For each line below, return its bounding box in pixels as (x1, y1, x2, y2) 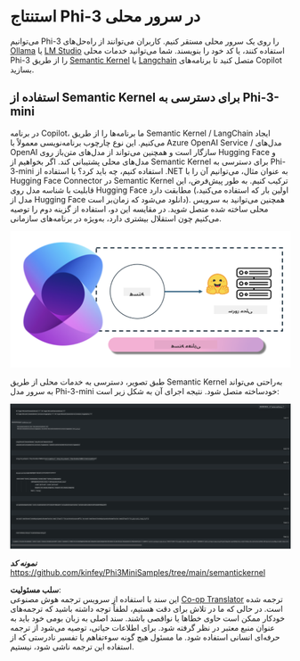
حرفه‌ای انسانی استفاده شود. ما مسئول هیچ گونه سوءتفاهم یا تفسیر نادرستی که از (10, 632, 280, 642)
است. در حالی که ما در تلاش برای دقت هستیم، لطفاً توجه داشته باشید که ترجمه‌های (10, 603, 283, 614)
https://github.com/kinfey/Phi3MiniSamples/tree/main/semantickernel (10, 566, 266, 577)
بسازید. (10, 64, 35, 75)
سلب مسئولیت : (10, 584, 61, 595)
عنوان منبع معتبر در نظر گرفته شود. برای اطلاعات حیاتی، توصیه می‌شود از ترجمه (10, 622, 275, 632)
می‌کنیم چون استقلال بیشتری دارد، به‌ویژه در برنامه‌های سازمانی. (10, 212, 222, 224)
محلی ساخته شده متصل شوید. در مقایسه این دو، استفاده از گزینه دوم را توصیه (10, 203, 269, 214)
